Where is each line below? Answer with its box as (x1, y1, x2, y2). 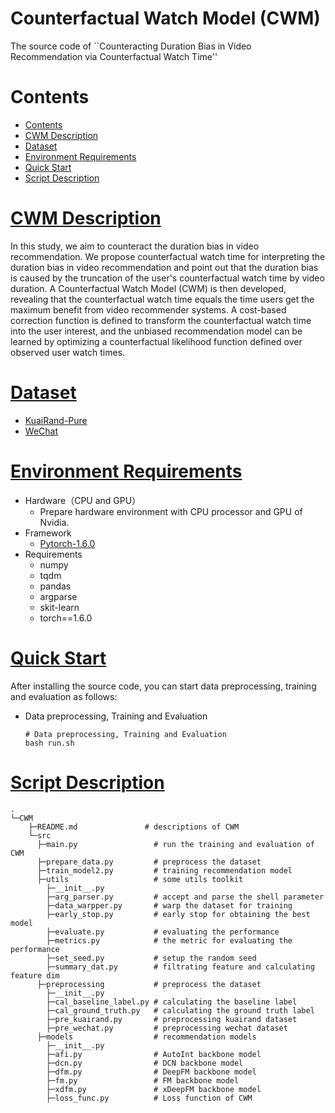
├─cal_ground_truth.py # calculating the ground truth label (46, 1005, 315, 1016)
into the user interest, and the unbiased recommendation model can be (10, 325, 303, 337)
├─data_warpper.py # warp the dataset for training (46, 900, 293, 911)
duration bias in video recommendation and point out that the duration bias (10, 261, 319, 273)
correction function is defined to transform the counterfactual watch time (10, 314, 312, 326)
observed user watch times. (10, 346, 126, 358)
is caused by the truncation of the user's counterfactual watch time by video (10, 272, 325, 284)
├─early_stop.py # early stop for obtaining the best (46, 909, 311, 919)
